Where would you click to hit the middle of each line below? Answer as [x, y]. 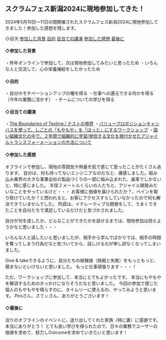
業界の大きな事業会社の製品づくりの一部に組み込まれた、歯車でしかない [87, 179]
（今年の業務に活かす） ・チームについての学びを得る [60, 100]
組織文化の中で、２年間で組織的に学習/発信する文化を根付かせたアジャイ [84, 136]
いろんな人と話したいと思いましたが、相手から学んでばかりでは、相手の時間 [83, 237]
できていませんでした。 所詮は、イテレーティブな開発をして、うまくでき [83, 204]
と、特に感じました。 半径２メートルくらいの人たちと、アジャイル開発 [77, 185]
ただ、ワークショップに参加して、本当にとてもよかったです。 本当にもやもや [83, 277]
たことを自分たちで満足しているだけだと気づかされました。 [66, 210]
